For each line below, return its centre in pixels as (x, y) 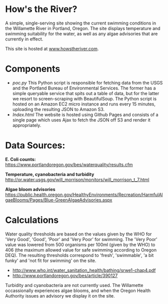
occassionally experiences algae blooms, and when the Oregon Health (78, 290)
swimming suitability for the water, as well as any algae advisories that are (81, 33)
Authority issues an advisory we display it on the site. (60, 295)
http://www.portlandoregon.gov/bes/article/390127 (65, 275)
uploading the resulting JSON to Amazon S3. (58, 109)
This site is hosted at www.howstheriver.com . (52, 48)
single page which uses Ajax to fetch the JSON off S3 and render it (81, 120)
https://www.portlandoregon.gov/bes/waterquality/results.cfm (69, 164)
